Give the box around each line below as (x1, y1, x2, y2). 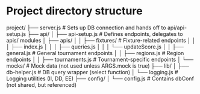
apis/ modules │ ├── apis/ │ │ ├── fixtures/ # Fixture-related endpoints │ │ (6, 37, 196, 44)
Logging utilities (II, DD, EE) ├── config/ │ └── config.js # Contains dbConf (6, 75, 195, 82)
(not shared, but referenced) (6, 81, 77, 88)
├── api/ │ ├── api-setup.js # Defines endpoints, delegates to (27, 30, 183, 37)
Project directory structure (6, 4, 143, 18)
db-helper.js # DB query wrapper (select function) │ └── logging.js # (6, 68, 179, 75)
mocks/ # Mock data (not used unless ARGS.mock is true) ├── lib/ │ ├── (6, 62, 190, 69)
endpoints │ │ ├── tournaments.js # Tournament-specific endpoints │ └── (6, 56, 194, 63)
